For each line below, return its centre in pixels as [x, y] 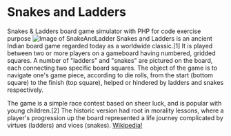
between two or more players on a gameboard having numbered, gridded [111, 53]
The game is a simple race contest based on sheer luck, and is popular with [114, 103]
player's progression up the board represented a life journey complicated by [115, 117]
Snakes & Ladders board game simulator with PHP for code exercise [104, 31]
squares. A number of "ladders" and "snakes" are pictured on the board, [110, 60]
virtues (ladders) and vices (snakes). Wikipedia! [75, 125]
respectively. [25, 90]
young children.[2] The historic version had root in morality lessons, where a [115, 110]
